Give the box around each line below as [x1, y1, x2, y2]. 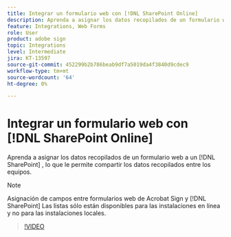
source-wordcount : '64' [7, 74, 76, 81]
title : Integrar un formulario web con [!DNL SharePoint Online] [7, 10, 198, 17]
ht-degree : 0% [7, 80, 48, 87]
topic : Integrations [7, 42, 67, 49]
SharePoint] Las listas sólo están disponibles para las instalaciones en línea [7, 202, 221, 210]
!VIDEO [23, 223, 45, 231]
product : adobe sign [7, 36, 67, 43]
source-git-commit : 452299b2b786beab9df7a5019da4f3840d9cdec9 [7, 61, 189, 68]
